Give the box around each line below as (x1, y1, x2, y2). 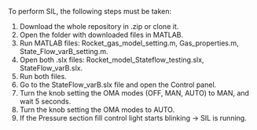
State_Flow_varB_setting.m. (19, 47, 108, 56)
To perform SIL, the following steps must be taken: (8, 7, 172, 16)
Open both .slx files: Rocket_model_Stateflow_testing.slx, (19, 55, 204, 64)
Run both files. (19, 72, 67, 81)
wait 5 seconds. (19, 97, 72, 106)
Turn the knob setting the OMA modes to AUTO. (19, 105, 175, 114)
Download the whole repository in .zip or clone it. (19, 22, 179, 31)
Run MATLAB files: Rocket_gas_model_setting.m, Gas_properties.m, (19, 38, 240, 48)
